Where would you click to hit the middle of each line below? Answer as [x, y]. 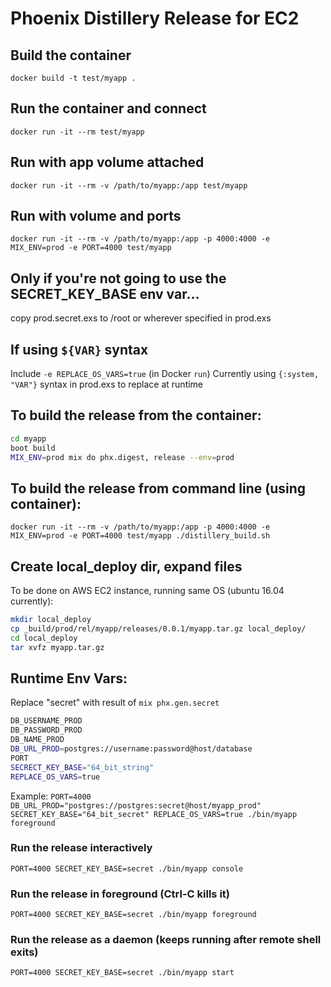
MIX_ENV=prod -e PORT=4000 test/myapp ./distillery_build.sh [140, 536]
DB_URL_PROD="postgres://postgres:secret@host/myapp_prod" [136, 805]
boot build [33, 448]
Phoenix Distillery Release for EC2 [155, 18]
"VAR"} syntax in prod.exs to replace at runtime [107, 384]
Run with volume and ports [96, 216]
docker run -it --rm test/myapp [77, 132]
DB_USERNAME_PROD [46, 721]
